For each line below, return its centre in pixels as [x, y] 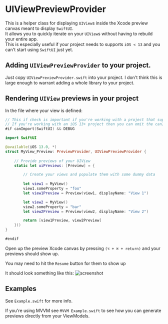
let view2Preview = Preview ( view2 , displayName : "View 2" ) [86, 211]
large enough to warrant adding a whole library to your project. [70, 82]
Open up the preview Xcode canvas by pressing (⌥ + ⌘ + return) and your [83, 248]
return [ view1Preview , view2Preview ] [62, 220]
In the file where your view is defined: [44, 110]
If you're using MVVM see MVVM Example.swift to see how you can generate [83, 310]
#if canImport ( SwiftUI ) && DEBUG [40, 129]
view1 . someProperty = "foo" [52, 188]
